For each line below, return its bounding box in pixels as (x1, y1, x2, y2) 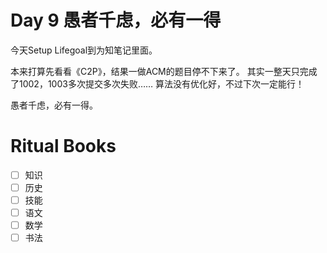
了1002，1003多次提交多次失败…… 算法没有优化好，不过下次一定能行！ (10, 77, 305, 90)
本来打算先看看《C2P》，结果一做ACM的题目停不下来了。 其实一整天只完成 (10, 65, 318, 77)
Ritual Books (10, 135, 117, 158)
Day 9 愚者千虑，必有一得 (10, 9, 222, 32)
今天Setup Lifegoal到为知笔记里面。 (10, 44, 158, 56)
